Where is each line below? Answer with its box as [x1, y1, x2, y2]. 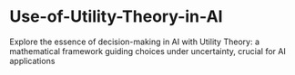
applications [9, 55, 56, 66]
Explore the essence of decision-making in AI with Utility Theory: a [9, 36, 259, 47]
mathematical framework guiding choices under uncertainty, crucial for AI [9, 45, 287, 56]
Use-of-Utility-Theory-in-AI [9, 6, 223, 27]
